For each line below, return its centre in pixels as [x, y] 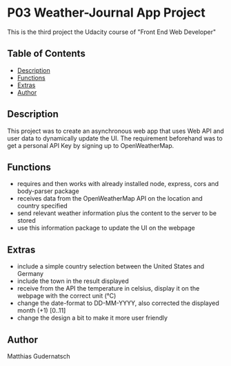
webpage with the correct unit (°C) [67, 296]
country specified [42, 206]
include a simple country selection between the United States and [111, 266]
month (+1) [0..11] [41, 311]
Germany [30, 274]
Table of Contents [47, 54]
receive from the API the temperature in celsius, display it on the [108, 289]
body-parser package [48, 191]
